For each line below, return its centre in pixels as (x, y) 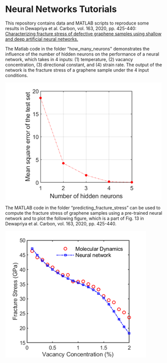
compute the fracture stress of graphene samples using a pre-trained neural (84, 213)
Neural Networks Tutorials (61, 9)
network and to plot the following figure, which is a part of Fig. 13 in (74, 218)
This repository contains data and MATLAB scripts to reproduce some (77, 23)
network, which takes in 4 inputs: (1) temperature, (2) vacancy (69, 59)
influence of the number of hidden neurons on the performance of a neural (82, 54)
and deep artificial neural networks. (42, 39)
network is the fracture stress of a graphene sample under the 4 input (77, 70)
